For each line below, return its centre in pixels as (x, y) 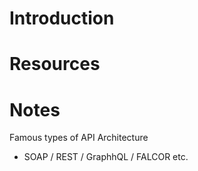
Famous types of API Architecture (79, 138)
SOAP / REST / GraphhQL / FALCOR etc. (106, 157)
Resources (55, 64)
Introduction (62, 18)
